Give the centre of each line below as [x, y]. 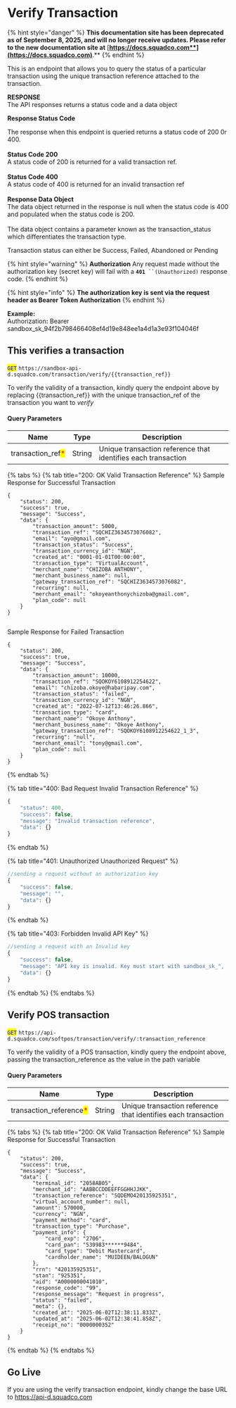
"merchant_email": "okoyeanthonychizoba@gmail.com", [111, 594]
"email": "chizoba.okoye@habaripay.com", [94, 688]
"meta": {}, [50, 1306]
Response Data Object [40, 199]
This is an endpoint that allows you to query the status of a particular [107, 68]
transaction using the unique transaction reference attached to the [103, 76]
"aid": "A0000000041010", [71, 1282]
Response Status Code [41, 118]
